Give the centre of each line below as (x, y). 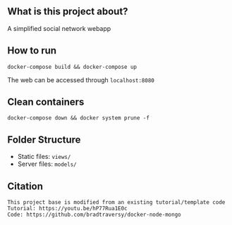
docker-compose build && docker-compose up (72, 67)
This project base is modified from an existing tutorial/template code (116, 202)
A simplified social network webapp (59, 28)
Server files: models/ (47, 164)
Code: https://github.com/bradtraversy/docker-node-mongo (94, 215)
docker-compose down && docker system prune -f (79, 118)
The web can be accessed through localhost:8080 (81, 79)
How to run (32, 51)
